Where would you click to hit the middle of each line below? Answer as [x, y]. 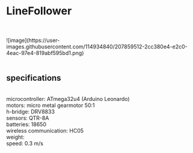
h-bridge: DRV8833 [31, 111]
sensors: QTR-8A [28, 118]
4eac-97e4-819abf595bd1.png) [45, 53]
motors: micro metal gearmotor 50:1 [51, 105]
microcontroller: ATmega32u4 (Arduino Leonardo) [68, 99]
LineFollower [39, 11]
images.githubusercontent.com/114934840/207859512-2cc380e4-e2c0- [97, 47]
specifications [34, 78]
